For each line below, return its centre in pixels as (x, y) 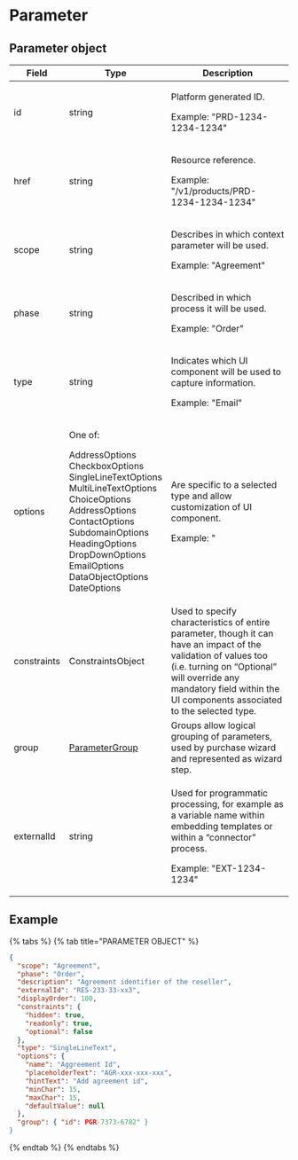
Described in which (211, 298)
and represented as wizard (227, 759)
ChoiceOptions (100, 499)
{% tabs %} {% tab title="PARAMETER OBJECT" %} (104, 941)
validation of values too (220, 655)
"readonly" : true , (59, 1023)
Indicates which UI (209, 361)
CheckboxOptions (106, 466)
